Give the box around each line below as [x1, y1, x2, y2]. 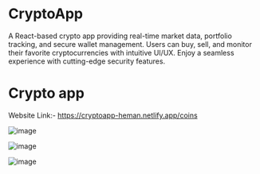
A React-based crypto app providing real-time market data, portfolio [8, 31, 233, 41]
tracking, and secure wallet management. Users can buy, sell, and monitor [8, 39, 253, 48]
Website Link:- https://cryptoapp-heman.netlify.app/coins [8, 110, 198, 120]
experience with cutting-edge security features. [8, 56, 166, 66]
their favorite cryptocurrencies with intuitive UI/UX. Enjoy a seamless [8, 48, 234, 57]
